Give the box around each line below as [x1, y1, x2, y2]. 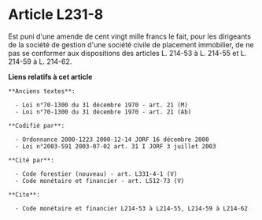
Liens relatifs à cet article [8, 72, 93, 81]
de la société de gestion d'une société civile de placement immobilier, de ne [8, 39, 254, 49]
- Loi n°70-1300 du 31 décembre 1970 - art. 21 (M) [15, 101, 189, 109]
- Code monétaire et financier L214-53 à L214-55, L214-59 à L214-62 [15, 204, 248, 212]
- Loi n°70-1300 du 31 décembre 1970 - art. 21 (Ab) [15, 108, 192, 116]
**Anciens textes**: [8, 87, 76, 95]
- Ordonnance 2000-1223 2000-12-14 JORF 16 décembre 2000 [15, 136, 210, 144]
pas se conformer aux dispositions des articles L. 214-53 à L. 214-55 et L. [8, 48, 247, 58]
